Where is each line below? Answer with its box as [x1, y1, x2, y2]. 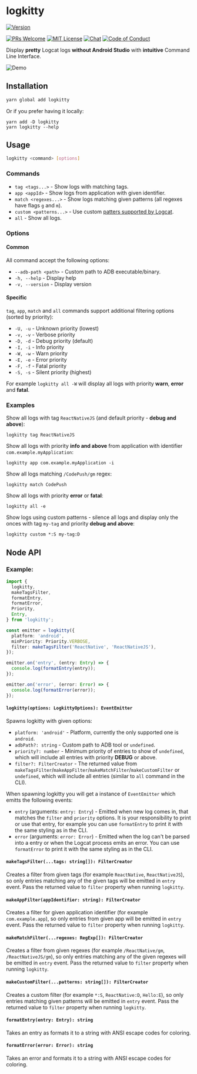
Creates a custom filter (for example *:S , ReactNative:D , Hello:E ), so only [6, 991, 184, 998]
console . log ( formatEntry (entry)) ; [11, 666, 96, 672]
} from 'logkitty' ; [6, 617, 54, 623]
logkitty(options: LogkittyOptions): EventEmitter [6, 705, 133, 711]
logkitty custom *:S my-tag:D [6, 531, 81, 537]
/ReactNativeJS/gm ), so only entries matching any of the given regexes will [6, 953, 186, 960]
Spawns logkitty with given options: [6, 717, 92, 724]
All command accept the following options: [6, 256, 110, 263]
